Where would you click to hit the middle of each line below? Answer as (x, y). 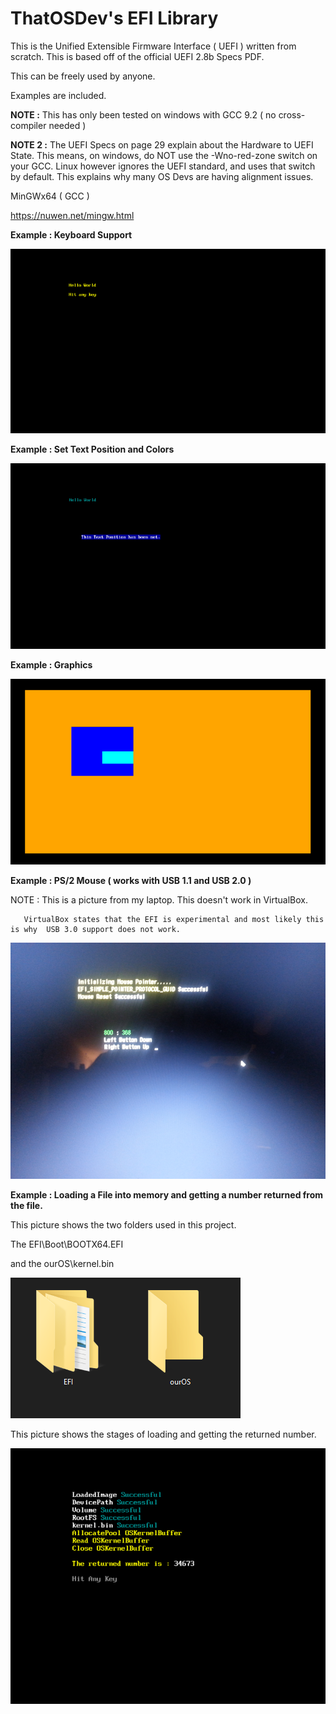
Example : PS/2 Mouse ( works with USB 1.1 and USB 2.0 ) (131, 881)
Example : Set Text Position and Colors (92, 449)
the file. (26, 1206)
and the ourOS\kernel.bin (62, 1264)
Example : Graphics (51, 665)
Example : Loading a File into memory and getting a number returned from (167, 1195)
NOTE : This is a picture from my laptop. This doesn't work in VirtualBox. (159, 900)
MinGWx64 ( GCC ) (50, 196)
